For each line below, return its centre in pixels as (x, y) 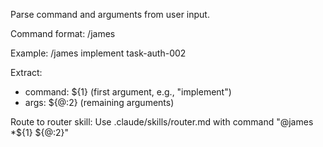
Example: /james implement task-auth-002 (98, 53)
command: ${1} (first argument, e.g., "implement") (128, 92)
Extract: (26, 72)
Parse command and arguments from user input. (110, 14)
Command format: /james (63, 33)
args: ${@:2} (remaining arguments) (99, 102)
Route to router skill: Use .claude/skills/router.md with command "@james (162, 122)
